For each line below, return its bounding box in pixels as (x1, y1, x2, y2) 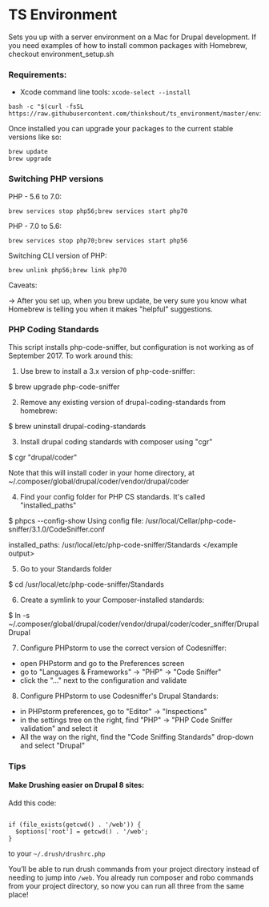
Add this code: (8, 798, 57, 808)
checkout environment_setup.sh (8, 49, 114, 58)
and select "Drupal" (19, 740, 86, 750)
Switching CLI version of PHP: (8, 251, 107, 260)
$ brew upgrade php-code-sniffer (8, 382, 120, 391)
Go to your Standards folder (19, 564, 112, 573)
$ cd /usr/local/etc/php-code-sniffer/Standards (8, 579, 164, 589)
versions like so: (8, 132, 62, 142)
